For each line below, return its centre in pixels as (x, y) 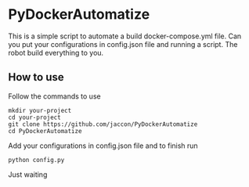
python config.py (36, 160)
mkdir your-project (40, 110)
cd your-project (34, 117)
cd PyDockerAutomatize (45, 131)
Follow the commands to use (54, 96)
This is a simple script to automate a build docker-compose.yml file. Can (125, 36)
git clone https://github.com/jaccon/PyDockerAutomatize (103, 124)
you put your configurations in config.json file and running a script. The (123, 44)
